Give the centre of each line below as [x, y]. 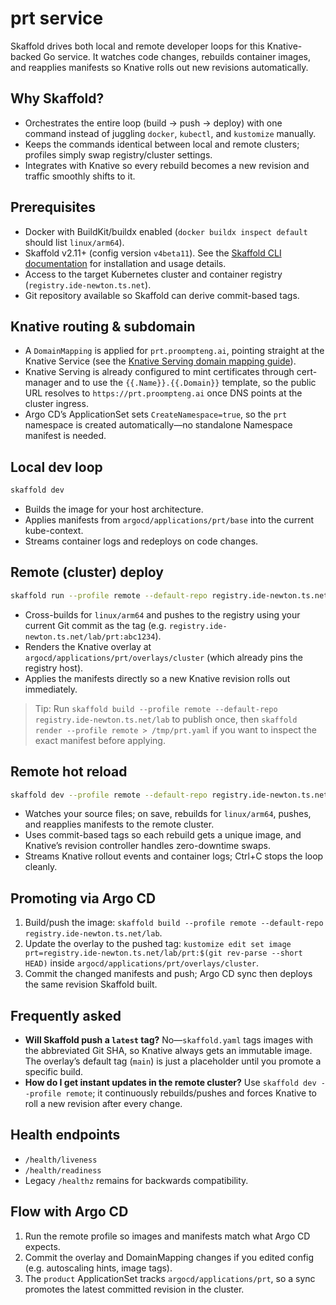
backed [26, 56]
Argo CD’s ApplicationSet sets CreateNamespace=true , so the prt [156, 414]
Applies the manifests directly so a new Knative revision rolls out [157, 678]
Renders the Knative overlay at [88, 646]
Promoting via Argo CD [83, 898]
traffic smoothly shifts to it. [80, 176]
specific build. [54, 1072]
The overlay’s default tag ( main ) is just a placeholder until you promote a [173, 1061]
